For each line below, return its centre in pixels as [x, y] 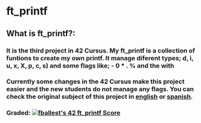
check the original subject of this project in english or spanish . [100, 96]
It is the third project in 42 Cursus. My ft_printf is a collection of [101, 51]
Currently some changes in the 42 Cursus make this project [96, 81]
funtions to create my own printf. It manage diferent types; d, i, [100, 58]
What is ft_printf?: [41, 33]
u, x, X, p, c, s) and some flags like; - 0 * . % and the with [90, 66]
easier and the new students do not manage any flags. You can [100, 89]
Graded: [19, 113]
